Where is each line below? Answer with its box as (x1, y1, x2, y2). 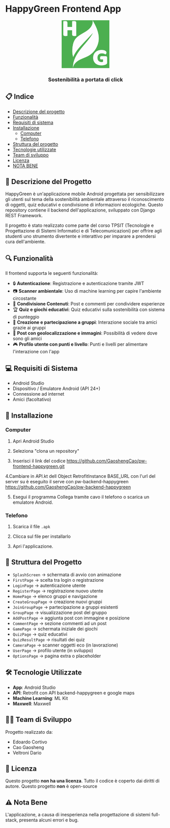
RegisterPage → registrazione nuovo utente (12, 587, 103, 594)
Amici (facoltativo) (12, 396, 51, 403)
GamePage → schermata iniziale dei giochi (12, 626, 98, 632)
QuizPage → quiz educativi (12, 631, 68, 637)
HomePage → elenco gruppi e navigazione (12, 593, 98, 599)
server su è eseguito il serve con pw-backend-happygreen (5, 478, 129, 484)
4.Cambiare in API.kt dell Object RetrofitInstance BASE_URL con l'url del (5, 473, 156, 479)
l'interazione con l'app (12, 349, 60, 355)
